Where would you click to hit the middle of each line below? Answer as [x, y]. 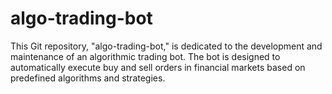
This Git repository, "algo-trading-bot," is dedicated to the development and [166, 46]
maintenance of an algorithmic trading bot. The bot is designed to [145, 56]
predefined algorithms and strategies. [88, 78]
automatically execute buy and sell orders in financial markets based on [158, 67]
